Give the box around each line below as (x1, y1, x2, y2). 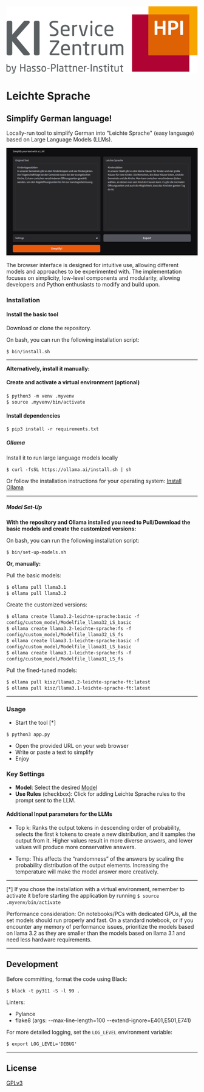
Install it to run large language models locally (6, 454, 118, 461)
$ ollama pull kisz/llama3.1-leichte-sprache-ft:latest (6, 685, 151, 691)
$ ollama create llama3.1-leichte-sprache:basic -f (6, 638, 140, 644)
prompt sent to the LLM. (15, 796, 76, 804)
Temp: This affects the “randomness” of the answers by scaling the (15, 855, 184, 863)
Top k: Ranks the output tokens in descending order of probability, (15, 824, 181, 832)
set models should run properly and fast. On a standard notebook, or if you (6, 917, 194, 924)
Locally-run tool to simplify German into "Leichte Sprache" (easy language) (6, 129, 194, 137)
